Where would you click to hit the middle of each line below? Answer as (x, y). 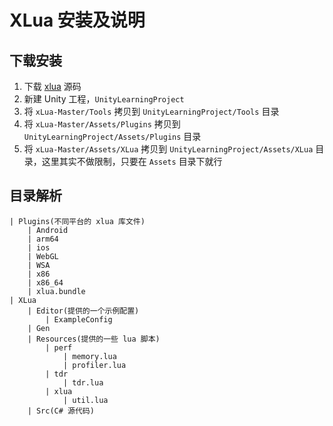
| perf (59, 347)
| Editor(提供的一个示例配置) (83, 311)
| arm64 (43, 239)
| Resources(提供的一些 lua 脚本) (94, 339)
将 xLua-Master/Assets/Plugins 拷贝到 (102, 124)
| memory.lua (89, 356)
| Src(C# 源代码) (61, 411)
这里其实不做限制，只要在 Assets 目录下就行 (132, 161)
